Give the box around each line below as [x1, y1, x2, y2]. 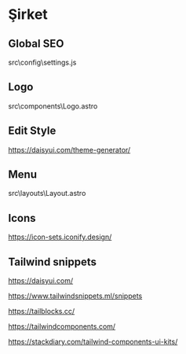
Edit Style [8, 124, 57, 138]
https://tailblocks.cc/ [8, 307, 75, 316]
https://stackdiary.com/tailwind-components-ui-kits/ [8, 337, 178, 347]
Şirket [8, 6, 49, 24]
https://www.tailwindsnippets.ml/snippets [8, 291, 143, 301]
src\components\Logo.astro [8, 101, 98, 111]
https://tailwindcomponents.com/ [8, 322, 116, 331]
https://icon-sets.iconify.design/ [8, 232, 112, 242]
